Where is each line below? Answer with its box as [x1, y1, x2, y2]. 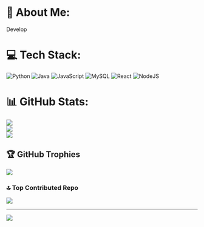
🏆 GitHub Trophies [6, 149, 81, 160]
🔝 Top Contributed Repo [6, 183, 79, 192]
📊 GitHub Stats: [6, 95, 89, 109]
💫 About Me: [6, 5, 70, 19]
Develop [6, 26, 27, 33]
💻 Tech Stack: [6, 48, 81, 62]
